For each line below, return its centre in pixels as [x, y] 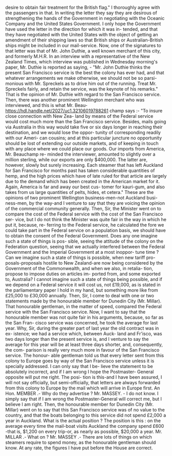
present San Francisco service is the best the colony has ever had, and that [85, 73]
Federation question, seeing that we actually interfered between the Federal [85, 247]
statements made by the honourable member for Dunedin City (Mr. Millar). [83, 301]
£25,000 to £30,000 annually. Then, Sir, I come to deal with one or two [80, 296]
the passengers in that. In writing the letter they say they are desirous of [81, 13]
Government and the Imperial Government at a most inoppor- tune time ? [82, 252]
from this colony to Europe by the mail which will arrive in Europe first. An [83, 388]
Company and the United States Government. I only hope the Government [83, 24]
